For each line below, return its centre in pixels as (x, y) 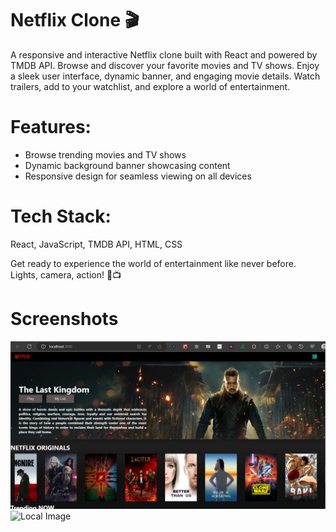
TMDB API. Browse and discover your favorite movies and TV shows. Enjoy (165, 65)
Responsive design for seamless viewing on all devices (138, 176)
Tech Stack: (61, 216)
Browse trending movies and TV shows (105, 154)
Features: (51, 127)
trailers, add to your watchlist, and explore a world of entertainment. (150, 86)
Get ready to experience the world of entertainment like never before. (153, 263)
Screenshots (64, 319)
